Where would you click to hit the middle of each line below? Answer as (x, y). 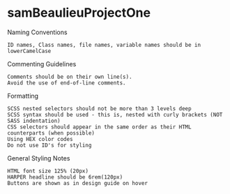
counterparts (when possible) (51, 133)
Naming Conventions (37, 32)
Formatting (23, 96)
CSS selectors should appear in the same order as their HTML (99, 127)
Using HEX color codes (40, 139)
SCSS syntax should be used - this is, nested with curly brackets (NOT (115, 114)
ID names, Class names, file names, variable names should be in (104, 45)
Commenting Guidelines (42, 64)
